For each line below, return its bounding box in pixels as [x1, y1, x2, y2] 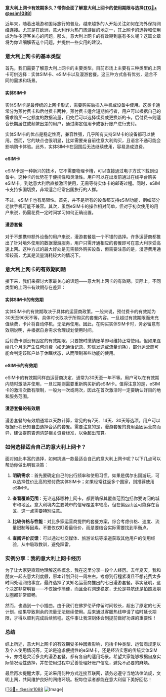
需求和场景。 [13, 77, 40, 83]
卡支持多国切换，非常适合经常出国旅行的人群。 [5, 186, 100, 192]
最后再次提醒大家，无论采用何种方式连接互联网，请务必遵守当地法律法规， [5, 670, 157, 676]
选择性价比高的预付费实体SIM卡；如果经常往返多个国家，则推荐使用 [16, 479, 155, 485]
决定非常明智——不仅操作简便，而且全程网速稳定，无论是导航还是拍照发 [9, 586, 157, 592]
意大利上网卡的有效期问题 [5, 266, 66, 273]
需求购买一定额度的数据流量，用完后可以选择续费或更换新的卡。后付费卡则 [5, 114, 157, 120]
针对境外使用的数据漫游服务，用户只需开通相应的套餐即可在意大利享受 [13, 239, 157, 245]
